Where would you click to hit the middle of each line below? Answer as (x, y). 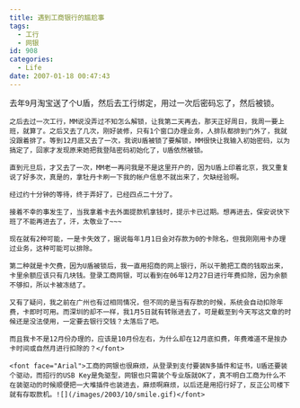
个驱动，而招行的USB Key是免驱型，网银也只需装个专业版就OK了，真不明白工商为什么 (145, 375)
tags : (19, 26)
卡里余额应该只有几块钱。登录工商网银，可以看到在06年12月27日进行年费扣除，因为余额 (148, 275)
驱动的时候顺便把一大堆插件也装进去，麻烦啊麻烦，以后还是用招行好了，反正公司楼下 (156, 385)
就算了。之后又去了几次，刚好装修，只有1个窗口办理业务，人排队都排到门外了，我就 (154, 131)
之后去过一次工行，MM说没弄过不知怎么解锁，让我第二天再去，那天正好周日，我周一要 (144, 121)
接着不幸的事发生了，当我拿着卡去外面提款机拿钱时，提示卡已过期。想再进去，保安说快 (146, 212)
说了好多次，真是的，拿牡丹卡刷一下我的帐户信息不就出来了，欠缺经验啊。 (127, 177)
